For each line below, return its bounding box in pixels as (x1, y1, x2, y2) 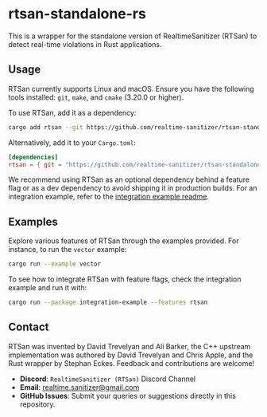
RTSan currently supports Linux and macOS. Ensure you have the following (8, 84, 254, 93)
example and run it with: (8, 283, 87, 293)
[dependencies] (8, 153, 59, 161)
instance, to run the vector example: (8, 245, 127, 254)
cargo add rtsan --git (8, 123, 83, 132)
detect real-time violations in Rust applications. (8, 39, 162, 49)
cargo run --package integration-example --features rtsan (8, 298, 208, 307)
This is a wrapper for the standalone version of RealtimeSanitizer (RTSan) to (8, 31, 257, 41)
